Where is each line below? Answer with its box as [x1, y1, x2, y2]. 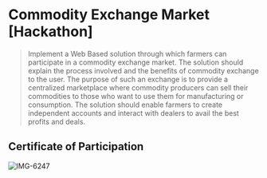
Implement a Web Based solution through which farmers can [27, 49, 227, 58]
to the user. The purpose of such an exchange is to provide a [27, 74, 229, 84]
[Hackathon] [8, 22, 93, 41]
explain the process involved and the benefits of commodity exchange [27, 65, 259, 75]
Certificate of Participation [8, 140, 144, 153]
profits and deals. [27, 117, 86, 126]
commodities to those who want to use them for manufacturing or [27, 91, 244, 101]
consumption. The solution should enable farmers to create [27, 100, 223, 109]
